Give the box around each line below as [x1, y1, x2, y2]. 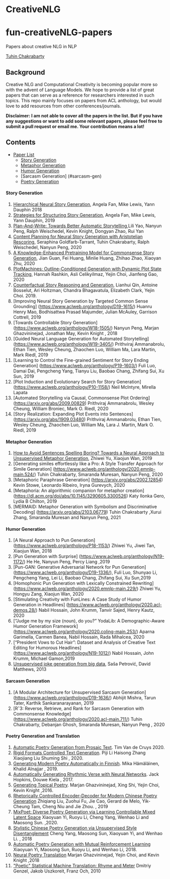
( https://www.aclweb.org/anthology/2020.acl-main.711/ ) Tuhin [13, 716, 143, 722]
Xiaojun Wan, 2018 [13, 548, 52, 554]
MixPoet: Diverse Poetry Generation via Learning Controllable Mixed [13, 809, 156, 815]
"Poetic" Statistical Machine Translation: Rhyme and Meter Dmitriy [13, 862, 151, 868]
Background [6, 68, 45, 76]
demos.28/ [13, 607, 36, 613]
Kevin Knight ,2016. [13, 787, 54, 793]
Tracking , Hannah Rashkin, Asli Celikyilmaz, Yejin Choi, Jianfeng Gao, [13, 271, 158, 277]
